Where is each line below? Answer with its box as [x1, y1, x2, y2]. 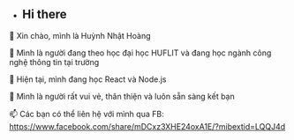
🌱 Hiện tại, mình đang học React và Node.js [9, 74, 167, 85]
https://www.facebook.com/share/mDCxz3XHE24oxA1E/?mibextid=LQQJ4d [9, 121, 286, 131]
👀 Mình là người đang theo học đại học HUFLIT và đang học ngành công [9, 48, 272, 58]
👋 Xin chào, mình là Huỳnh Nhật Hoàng [9, 30, 152, 41]
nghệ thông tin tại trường [9, 56, 100, 67]
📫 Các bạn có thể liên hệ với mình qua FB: [9, 108, 165, 119]
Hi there [21, 7, 68, 22]
